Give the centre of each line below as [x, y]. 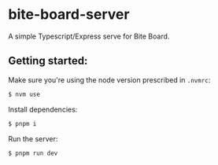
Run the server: [33, 138]
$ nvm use [24, 94]
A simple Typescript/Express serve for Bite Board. [89, 36]
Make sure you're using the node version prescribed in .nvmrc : [109, 79]
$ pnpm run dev [33, 153]
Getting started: [48, 61]
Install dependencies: [43, 109]
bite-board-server [69, 15]
